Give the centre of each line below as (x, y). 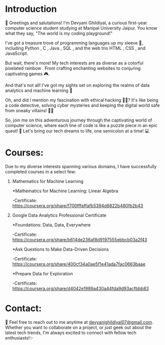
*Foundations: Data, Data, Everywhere (51, 225)
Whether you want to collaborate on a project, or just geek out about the (78, 327)
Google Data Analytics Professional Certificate (59, 215)
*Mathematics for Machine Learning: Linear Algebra (65, 191)
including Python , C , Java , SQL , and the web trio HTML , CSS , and (75, 48)
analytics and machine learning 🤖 (39, 90)
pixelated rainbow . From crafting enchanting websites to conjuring (73, 68)
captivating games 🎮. (28, 74)
